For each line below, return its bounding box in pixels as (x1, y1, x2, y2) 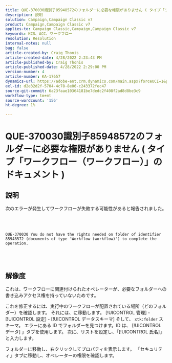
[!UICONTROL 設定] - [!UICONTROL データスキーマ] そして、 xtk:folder (5, 315, 158, 322)
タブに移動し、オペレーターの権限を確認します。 (14, 352, 117, 358)
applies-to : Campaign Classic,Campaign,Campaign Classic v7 (5, 27, 137, 32)
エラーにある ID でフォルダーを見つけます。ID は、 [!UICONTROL (24, 322, 162, 328)
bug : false (5, 46, 29, 51)
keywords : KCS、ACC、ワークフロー (5, 31, 73, 36)
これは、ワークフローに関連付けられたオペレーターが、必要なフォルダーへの (5, 286, 167, 292)
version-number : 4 (5, 70, 45, 75)
